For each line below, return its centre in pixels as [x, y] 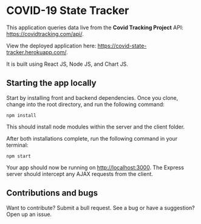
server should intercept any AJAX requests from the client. [80, 173]
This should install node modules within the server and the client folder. [96, 127]
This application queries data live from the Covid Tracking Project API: [95, 27]
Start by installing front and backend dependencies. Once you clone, [92, 97]
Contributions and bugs [52, 193]
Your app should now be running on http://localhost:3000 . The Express [95, 167]
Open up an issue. [29, 214]
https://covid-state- [122, 46]
